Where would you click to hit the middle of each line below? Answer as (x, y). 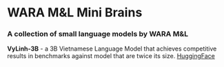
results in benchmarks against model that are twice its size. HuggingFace (111, 56)
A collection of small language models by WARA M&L (98, 34)
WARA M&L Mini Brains (75, 13)
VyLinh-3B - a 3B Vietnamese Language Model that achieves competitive (112, 49)
